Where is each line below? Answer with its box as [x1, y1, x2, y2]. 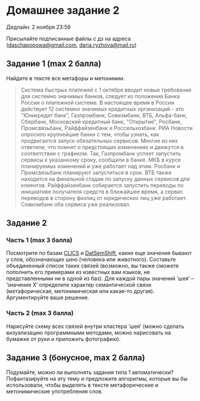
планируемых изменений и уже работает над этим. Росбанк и [20, 162, 180, 169]
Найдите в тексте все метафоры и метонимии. [6, 74, 125, 81]
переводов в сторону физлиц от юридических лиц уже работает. [20, 194, 187, 201]
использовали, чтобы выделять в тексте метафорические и [6, 381, 159, 388]
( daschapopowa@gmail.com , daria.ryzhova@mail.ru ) [6, 41, 137, 48]
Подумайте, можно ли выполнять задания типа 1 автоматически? [6, 369, 174, 376]
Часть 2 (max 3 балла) [6, 309, 74, 317]
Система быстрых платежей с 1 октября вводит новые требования [20, 86, 192, 93]
